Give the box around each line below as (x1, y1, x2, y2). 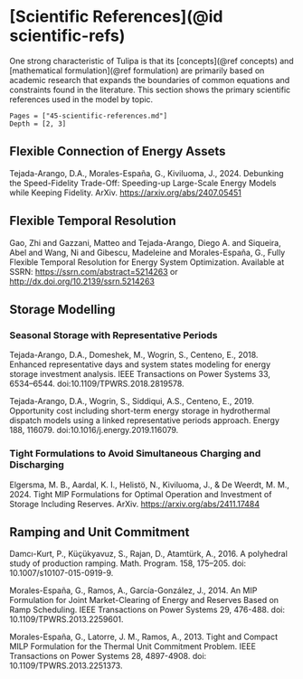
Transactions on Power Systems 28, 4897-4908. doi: (9, 651, 207, 662)
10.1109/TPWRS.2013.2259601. (9, 614, 124, 625)
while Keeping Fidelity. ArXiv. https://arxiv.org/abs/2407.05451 (9, 187, 241, 198)
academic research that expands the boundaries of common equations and (9, 74, 290, 85)
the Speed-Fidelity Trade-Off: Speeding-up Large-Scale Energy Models (9, 177, 277, 188)
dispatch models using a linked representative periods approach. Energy (9, 415, 280, 426)
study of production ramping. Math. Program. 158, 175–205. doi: (9, 558, 247, 569)
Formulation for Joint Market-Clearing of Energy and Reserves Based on (9, 595, 279, 606)
